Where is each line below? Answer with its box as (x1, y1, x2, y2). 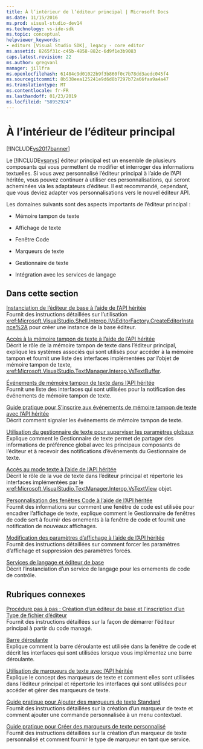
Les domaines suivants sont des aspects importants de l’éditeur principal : (6, 200, 191, 208)
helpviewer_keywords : (6, 37, 61, 43)
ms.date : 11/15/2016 (6, 15, 59, 21)
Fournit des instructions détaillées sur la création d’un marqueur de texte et (6, 705, 193, 712)
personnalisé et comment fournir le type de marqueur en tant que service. (6, 736, 191, 743)
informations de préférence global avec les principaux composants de (6, 441, 181, 448)
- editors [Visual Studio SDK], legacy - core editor (6, 43, 145, 49)
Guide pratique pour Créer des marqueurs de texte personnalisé (6, 723, 166, 730)
